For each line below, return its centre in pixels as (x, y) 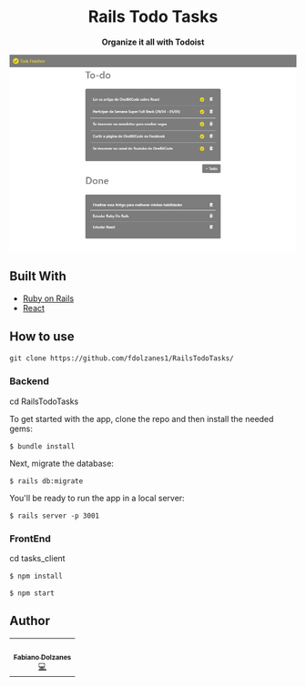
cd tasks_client (37, 558)
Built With (38, 276)
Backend (30, 381)
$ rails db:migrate (46, 481)
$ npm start (32, 593)
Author (30, 621)
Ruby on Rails (48, 298)
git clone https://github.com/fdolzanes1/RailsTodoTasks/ (122, 358)
